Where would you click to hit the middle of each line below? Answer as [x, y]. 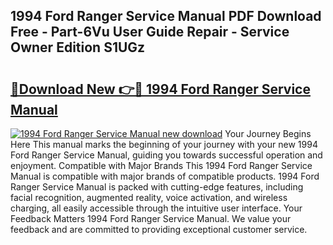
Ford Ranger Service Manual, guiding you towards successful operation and [166, 155]
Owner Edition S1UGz [78, 47]
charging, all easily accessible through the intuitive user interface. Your [156, 208]
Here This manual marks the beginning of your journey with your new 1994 [164, 144]
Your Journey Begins [268, 133]
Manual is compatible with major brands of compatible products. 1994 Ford [165, 176]
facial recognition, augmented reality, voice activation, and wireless [149, 197]
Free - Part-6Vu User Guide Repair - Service [150, 32]
